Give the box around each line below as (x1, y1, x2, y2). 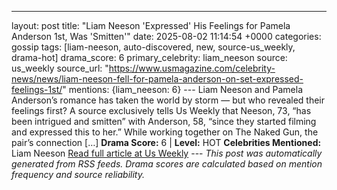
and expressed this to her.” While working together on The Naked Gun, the (11, 126, 319, 138)
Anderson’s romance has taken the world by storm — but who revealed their (11, 94, 326, 106)
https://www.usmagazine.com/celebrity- (108, 62, 276, 74)
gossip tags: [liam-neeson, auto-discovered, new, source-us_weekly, (11, 41, 296, 53)
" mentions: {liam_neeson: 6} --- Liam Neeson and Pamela (62, 84, 303, 95)
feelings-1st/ (11, 84, 63, 95)
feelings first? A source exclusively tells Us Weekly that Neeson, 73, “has (11, 105, 312, 116)
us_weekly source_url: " (11, 62, 109, 74)
